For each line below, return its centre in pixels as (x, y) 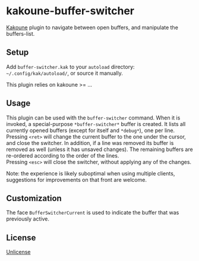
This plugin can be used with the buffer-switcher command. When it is (93, 118)
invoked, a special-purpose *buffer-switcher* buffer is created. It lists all (96, 124)
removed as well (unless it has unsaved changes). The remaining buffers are (99, 149)
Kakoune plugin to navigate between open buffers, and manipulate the (92, 27)
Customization (34, 198)
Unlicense (18, 252)
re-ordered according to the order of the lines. (63, 155)
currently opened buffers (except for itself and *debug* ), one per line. (91, 130)
